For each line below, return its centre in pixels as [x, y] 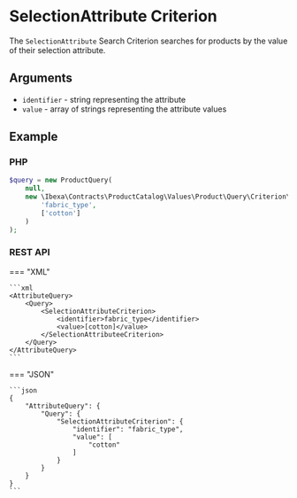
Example [34, 137]
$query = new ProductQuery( [61, 180]
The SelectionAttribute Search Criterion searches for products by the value [148, 41]
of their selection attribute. [57, 50]
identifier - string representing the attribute [104, 99]
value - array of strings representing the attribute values [124, 109]
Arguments [41, 78]
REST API [30, 253]
